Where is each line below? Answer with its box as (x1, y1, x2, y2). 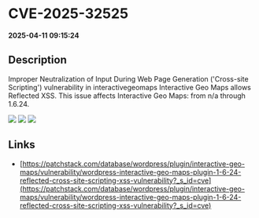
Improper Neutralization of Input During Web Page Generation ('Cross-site (8, 74, 250, 83)
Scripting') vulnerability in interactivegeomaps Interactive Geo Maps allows (8, 82, 252, 92)
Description (8, 53, 67, 67)
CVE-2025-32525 (8, 5, 128, 23)
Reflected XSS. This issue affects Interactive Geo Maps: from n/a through (8, 91, 246, 100)
